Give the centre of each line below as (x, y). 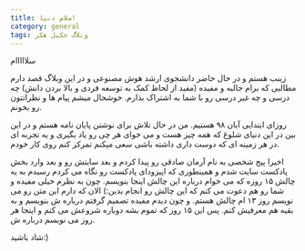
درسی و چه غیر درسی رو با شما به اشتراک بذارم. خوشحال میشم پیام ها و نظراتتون (150, 97)
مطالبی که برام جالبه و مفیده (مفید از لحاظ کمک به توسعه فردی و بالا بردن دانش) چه (153, 88)
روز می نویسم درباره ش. (53, 220)
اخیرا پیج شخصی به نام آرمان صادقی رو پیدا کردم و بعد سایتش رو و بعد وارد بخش (147, 162)
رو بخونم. (26, 107)
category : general (45, 26)
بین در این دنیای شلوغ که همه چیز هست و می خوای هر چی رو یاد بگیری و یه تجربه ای (153, 135)
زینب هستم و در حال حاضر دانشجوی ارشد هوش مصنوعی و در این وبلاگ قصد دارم (148, 78)
